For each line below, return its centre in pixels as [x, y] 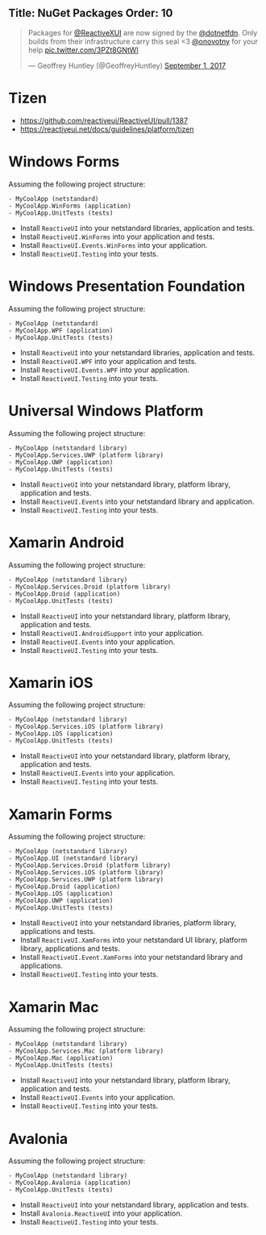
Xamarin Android [66, 542]
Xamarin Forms [60, 814]
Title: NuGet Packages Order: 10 [91, 13]
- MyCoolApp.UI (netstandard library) [73, 859]
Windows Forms [64, 161]
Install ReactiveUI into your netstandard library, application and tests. [134, 1205]
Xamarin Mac [54, 1007]
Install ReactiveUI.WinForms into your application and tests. [117, 237]
